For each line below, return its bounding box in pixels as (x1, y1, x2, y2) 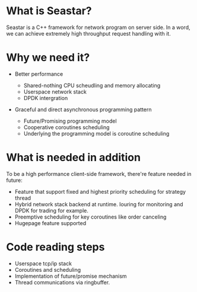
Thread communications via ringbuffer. (14, 278, 110, 285)
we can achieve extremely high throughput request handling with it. (6, 30, 171, 37)
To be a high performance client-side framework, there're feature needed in (6, 170, 192, 177)
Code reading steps (6, 240, 105, 254)
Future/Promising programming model (23, 117, 117, 124)
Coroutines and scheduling (14, 266, 81, 273)
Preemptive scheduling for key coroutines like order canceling (14, 213, 167, 220)
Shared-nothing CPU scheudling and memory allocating (23, 82, 161, 89)
